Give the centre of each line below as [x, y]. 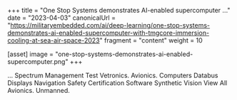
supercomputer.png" [38, 62]
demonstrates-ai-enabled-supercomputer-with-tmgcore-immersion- [108, 33]
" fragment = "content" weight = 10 [151, 40]
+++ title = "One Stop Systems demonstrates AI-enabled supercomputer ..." [119, 10]
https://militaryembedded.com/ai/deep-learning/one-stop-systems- [110, 25]
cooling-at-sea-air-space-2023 [54, 40]
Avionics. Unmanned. [39, 90]
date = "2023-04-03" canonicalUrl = [62, 18]
